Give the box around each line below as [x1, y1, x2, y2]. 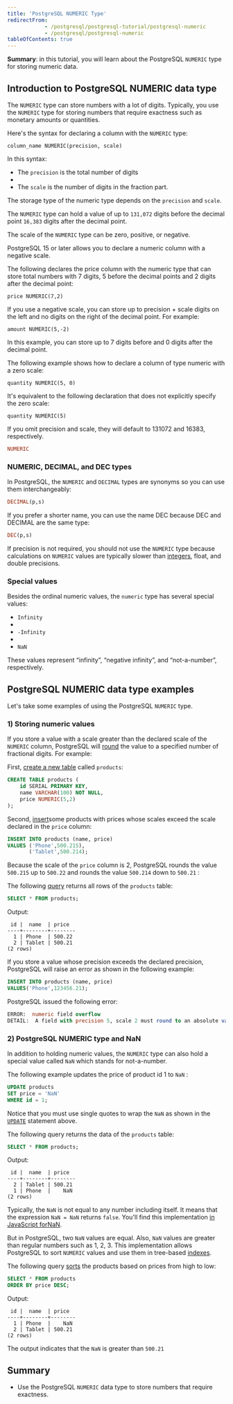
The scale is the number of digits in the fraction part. [17, 182, 169, 191]
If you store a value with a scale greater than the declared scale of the [7, 735, 207, 743]
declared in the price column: [7, 822, 92, 830]
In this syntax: [7, 154, 47, 163]
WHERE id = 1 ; [7, 1097, 49, 1104]
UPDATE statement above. [7, 1116, 78, 1124]
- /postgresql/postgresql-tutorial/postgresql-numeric [44, 23, 207, 30]
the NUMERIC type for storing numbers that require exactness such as [7, 108, 202, 117]
